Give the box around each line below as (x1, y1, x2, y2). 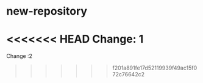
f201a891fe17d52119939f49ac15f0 (112, 64, 198, 71)
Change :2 (6, 52, 32, 60)
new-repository (6, 4, 87, 18)
